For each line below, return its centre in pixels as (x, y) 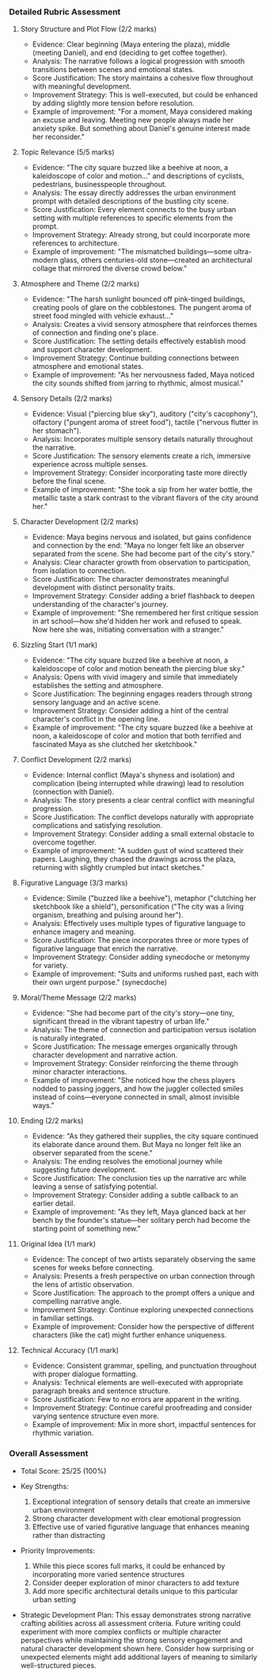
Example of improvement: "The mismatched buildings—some (132, 252)
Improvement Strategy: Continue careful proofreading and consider (142, 1408)
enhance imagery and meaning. (84, 932)
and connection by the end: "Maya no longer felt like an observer (138, 545)
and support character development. (92, 350)
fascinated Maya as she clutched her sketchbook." (115, 744)
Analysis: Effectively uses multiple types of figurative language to (139, 924)
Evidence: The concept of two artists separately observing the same (144, 1259)
